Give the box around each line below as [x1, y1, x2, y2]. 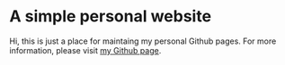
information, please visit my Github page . [9, 45, 162, 55]
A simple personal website [9, 6, 212, 27]
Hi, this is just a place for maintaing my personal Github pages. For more [9, 36, 277, 46]
